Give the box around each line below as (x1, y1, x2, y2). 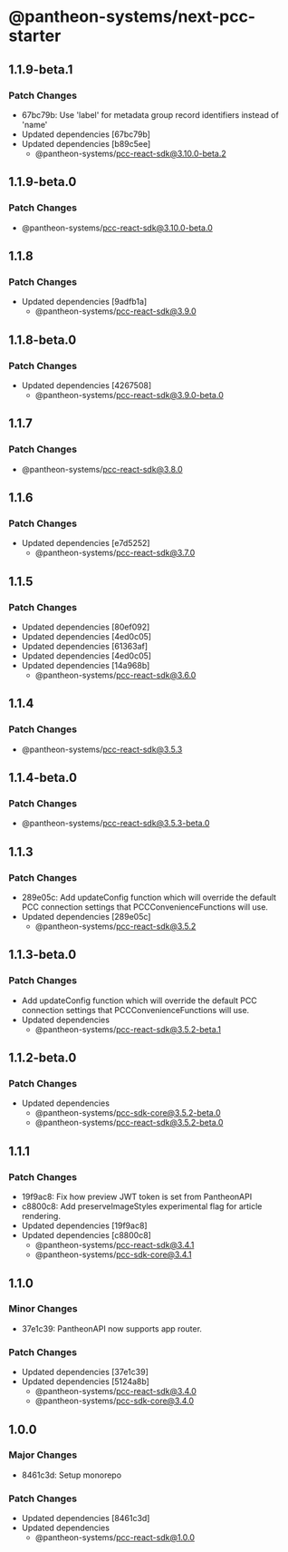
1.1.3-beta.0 (8, 947, 77, 962)
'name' (21, 119, 48, 130)
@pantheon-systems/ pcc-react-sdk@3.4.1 (34, 1240, 195, 1251)
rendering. (21, 1211, 61, 1222)
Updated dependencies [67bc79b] (21, 129, 151, 140)
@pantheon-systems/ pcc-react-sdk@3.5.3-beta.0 (21, 818, 210, 829)
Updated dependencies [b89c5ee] (21, 138, 151, 149)
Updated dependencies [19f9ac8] (21, 1220, 148, 1231)
